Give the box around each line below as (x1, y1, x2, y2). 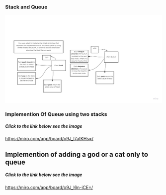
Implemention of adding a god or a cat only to (5, 150, 148, 159)
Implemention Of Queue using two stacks (5, 111, 107, 118)
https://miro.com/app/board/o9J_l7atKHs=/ (5, 136, 93, 142)
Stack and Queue (5, 3, 48, 10)
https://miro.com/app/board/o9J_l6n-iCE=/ (5, 184, 93, 190)
